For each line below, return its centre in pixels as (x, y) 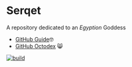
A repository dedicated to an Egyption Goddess (66, 27)
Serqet (24, 11)
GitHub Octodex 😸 (39, 46)
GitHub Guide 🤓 (34, 39)
